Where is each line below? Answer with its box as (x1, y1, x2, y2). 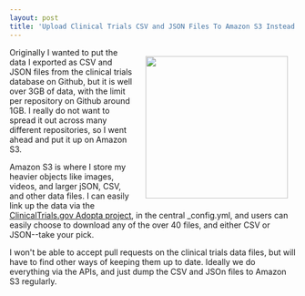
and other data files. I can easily (9, 190, 129, 201)
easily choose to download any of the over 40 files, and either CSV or (9, 219, 270, 230)
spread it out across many (9, 115, 107, 126)
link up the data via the (9, 199, 96, 210)
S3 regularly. (9, 275, 57, 287)
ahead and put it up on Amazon (9, 134, 127, 145)
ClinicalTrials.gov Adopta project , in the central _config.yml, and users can (9, 209, 289, 220)
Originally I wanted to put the (9, 46, 118, 57)
